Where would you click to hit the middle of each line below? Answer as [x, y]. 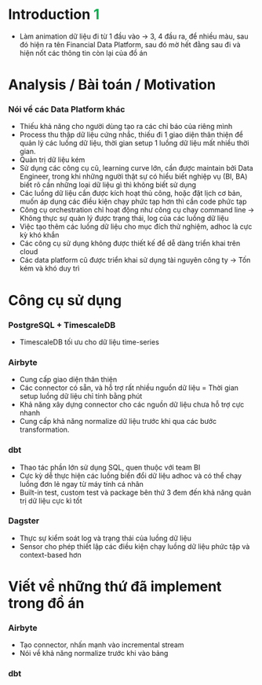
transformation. [44, 429]
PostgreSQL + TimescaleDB [62, 325]
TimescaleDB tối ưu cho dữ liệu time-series [89, 342]
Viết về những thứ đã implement [115, 586]
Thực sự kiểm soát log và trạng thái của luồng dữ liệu [106, 538]
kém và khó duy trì [49, 268]
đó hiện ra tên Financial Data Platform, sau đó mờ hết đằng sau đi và [130, 44]
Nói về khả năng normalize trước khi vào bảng [94, 654]
